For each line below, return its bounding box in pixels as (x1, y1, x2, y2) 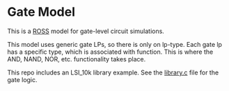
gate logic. (7, 75, 38, 83)
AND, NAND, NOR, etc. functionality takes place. (7, 54, 146, 63)
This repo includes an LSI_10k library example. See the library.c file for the (7, 68, 219, 77)
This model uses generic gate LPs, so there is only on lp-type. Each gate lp (7, 40, 223, 48)
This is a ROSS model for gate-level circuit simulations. (7, 27, 165, 35)
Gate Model (7, 4, 75, 20)
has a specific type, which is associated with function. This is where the (7, 48, 214, 56)
